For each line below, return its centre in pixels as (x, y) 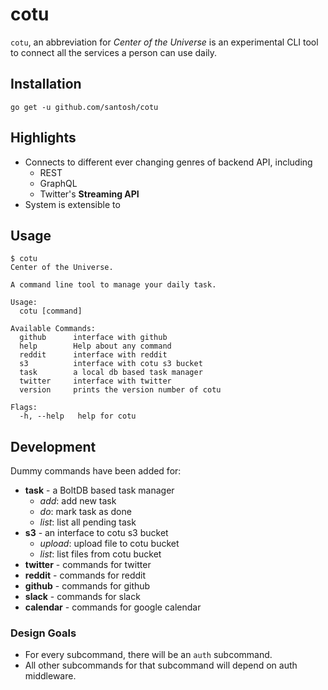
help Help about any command (95, 346)
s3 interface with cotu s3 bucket (111, 364)
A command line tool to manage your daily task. (113, 285)
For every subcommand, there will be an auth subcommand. (148, 655)
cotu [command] (51, 311)
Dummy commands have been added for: (96, 471)
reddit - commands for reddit (85, 575)
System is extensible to (72, 204)
